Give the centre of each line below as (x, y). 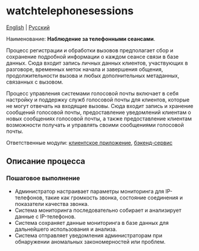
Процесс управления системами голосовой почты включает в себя (92, 93)
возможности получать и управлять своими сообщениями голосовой (95, 125)
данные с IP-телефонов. (45, 216)
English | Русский (28, 27)
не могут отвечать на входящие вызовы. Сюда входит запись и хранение (100, 106)
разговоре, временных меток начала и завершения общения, (85, 69)
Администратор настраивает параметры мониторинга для (89, 191)
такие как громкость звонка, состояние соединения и (114, 198)
